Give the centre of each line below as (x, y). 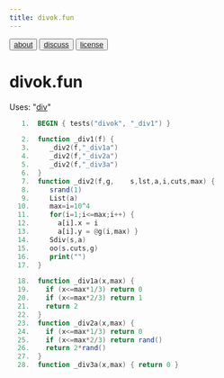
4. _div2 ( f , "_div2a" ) (70, 157)
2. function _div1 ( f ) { (68, 139)
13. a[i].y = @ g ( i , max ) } (78, 232)
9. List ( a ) (49, 198)
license (92, 45)
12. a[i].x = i (58, 223)
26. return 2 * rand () (62, 348)
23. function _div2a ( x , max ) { (76, 323)
